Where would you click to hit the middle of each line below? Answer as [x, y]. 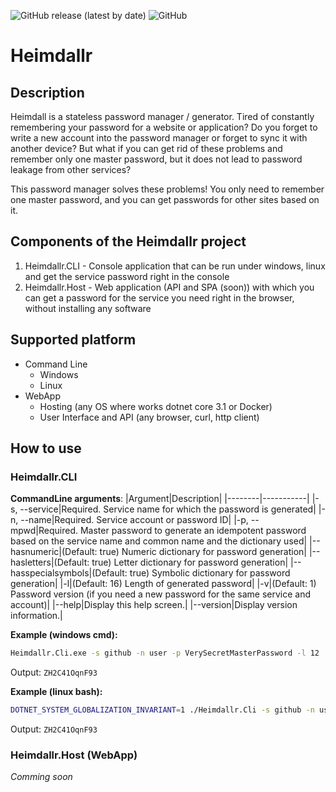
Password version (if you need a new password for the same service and [160, 594]
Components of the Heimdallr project [128, 241]
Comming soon [41, 777]
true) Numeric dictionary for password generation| [203, 552]
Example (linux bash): [56, 692]
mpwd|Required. [44, 531]
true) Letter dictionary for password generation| [190, 562]
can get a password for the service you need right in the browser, [159, 297]
